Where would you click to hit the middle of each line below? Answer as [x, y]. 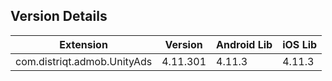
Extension [83, 44]
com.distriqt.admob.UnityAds [84, 61]
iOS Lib [300, 44]
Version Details [59, 16]
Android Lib [244, 44]
